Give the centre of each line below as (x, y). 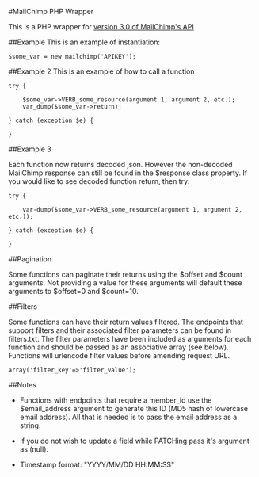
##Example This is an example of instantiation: (84, 42)
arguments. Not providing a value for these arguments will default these (125, 283)
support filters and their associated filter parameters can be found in (120, 330)
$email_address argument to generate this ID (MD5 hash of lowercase (133, 408)
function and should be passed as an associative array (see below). (118, 347)
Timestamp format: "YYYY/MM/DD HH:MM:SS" (97, 464)
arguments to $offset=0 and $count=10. (73, 291)
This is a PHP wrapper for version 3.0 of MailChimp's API (101, 27)
